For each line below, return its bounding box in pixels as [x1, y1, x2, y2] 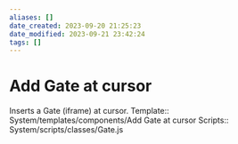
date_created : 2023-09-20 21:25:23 [9, 21, 142, 30]
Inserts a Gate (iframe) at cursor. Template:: [9, 106, 169, 116]
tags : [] [9, 37, 42, 47]
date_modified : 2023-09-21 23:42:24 [9, 29, 145, 38]
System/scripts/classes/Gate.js [9, 124, 124, 135]
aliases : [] [9, 12, 53, 22]
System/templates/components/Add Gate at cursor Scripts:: [9, 115, 229, 125]
